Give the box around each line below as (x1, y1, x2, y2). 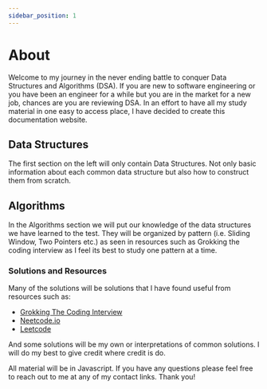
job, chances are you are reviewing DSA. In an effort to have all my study (8, 97, 247, 108)
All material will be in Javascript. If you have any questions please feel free (8, 363, 253, 373)
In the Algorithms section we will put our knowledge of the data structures (8, 220, 252, 230)
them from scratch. (8, 176, 72, 186)
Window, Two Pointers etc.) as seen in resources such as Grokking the (8, 237, 241, 247)
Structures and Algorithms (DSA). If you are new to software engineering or (8, 81, 256, 90)
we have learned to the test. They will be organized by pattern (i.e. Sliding (8, 229, 250, 238)
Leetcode (19, 324, 52, 334)
